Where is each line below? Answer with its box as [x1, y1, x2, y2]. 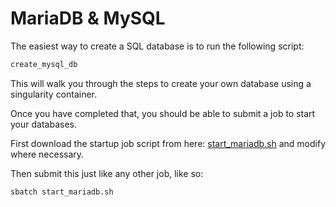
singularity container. [10, 88, 98, 100]
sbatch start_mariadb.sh [10, 187, 114, 197]
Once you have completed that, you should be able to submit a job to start [10, 107, 316, 119]
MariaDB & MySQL [10, 7, 166, 30]
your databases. [10, 118, 77, 130]
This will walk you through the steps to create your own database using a [10, 77, 312, 89]
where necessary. [10, 148, 85, 160]
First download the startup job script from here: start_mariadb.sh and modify [10, 137, 327, 149]
